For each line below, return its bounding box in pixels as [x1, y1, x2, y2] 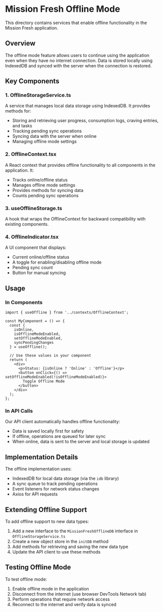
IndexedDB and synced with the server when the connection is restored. [5, 62, 152, 68]
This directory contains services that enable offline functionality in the [5, 20, 147, 26]
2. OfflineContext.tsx [5, 151, 57, 158]
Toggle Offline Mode [23, 379, 65, 384]
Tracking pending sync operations [12, 128, 82, 134]
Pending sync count [12, 265, 53, 271]
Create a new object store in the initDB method [12, 538, 109, 544]
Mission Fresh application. [5, 25, 58, 31]
